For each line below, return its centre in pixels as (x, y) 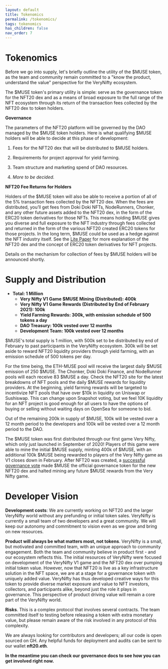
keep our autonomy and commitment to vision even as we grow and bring (81, 526)
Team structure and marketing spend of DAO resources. (70, 167)
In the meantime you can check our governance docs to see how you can (83, 655)
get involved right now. (30, 661)
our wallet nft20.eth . (27, 646)
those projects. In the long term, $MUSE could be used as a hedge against (82, 234)
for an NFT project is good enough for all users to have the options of (77, 403)
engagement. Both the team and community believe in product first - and (81, 552)
